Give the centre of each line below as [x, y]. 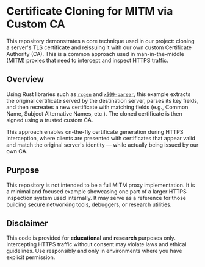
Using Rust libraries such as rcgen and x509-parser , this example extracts [99, 94]
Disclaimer [27, 223]
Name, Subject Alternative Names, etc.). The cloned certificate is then [94, 113]
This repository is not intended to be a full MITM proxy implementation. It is [101, 185]
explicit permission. [31, 257]
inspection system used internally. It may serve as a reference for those [96, 198]
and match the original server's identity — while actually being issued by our [103, 145]
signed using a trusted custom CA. [50, 120]
